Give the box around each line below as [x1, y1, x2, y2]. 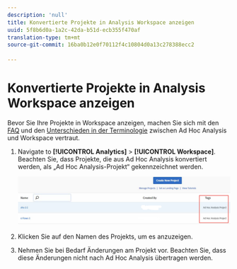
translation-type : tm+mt [7, 34, 81, 41]
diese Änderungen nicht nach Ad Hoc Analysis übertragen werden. [17, 253, 214, 262]
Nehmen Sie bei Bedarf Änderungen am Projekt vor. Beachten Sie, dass [17, 246, 226, 254]
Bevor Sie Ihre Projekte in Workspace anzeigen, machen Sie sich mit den [7, 118, 219, 127]
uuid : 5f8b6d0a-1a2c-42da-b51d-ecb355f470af [7, 26, 141, 33]
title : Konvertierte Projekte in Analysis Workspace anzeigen [7, 18, 195, 26]
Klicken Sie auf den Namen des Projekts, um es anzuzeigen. [17, 232, 193, 241]
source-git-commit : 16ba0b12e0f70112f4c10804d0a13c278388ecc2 [7, 41, 195, 49]
